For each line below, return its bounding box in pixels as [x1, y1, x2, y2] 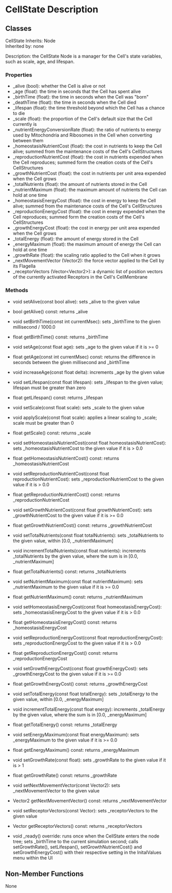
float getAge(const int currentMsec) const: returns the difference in [12, 353, 156, 360]
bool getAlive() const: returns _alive [12, 308, 88, 314]
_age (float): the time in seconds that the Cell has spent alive [12, 88, 141, 94]
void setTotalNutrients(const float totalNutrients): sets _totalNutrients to [12, 532, 164, 538]
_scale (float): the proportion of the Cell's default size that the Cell [12, 116, 152, 122]
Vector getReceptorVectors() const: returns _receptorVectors [12, 823, 143, 829]
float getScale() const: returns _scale [12, 430, 91, 436]
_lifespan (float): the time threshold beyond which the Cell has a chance [12, 105, 165, 111]
